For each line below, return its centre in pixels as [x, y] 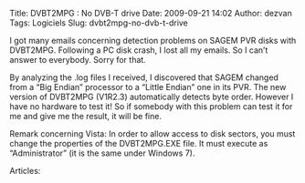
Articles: [25, 171]
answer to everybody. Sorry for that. [78, 60]
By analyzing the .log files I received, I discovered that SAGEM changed [144, 77]
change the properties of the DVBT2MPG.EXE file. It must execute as [139, 143]
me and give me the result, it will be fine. [86, 116]
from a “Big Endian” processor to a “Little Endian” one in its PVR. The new [148, 87]
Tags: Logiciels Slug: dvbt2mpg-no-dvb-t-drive [99, 23]
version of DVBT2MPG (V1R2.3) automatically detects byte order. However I [152, 97]
